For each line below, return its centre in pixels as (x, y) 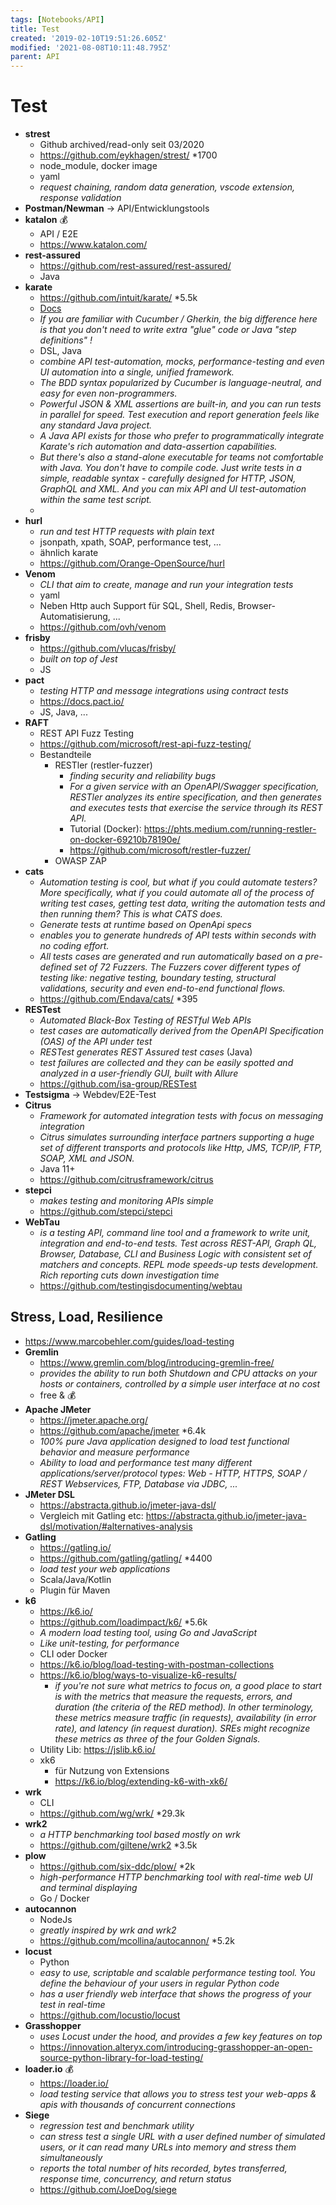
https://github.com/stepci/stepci (106, 1212)
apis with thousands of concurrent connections (137, 2104)
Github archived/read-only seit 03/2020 (122, 145)
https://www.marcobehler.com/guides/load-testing (129, 1341)
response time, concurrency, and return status (135, 2178)
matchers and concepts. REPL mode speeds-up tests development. (179, 1265)
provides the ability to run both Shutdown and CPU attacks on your (178, 1373)
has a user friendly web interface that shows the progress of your (175, 1993)
